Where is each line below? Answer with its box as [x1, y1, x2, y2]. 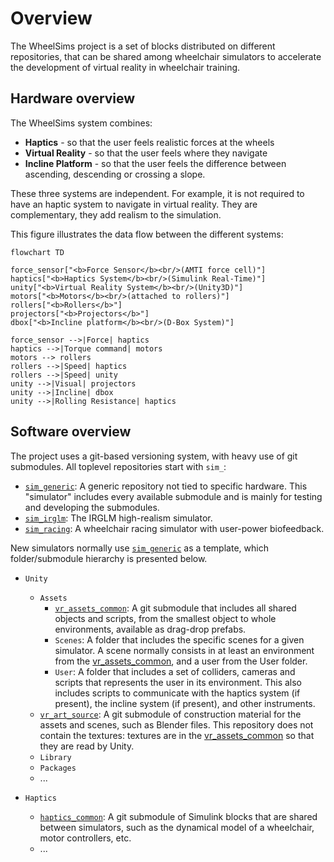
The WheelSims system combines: [10, 117, 153, 129]
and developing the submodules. [24, 501, 160, 513]
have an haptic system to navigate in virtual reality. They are [10, 198, 258, 210]
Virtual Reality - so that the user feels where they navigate [24, 147, 268, 159]
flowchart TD [10, 247, 65, 257]
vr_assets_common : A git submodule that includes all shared [54, 602, 297, 614]
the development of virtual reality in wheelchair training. [10, 61, 241, 73]
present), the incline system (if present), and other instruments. [54, 697, 316, 709]
